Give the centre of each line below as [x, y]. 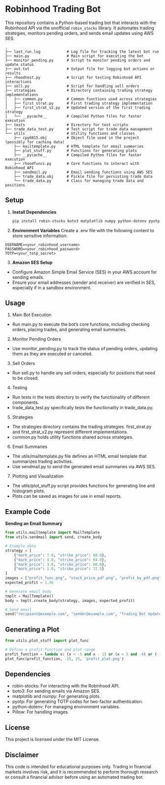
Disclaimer [22, 755]
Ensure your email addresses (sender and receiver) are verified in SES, [84, 282]
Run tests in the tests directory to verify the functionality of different [81, 397]
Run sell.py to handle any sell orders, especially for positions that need [84, 373]
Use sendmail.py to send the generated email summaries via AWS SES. [84, 467]
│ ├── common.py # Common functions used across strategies [81, 99]
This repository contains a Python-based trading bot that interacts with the [81, 23]
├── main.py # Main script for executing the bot [74, 56]
